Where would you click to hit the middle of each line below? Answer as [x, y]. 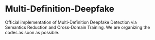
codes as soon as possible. [32, 32]
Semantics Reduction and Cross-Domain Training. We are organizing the [77, 27]
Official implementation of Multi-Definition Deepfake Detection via [71, 22]
